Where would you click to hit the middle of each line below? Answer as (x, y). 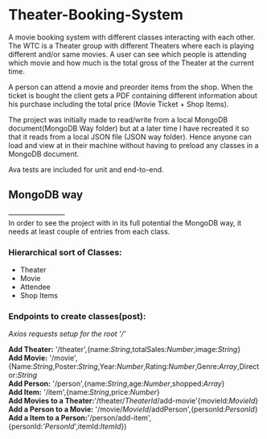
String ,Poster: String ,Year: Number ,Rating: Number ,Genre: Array (135, 367)
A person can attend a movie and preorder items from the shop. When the (131, 87)
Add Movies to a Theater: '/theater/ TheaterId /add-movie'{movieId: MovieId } (133, 401)
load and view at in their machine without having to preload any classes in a (133, 145)
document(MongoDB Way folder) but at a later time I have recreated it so (129, 128)
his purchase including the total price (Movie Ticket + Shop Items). (119, 104)
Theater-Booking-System (96, 15)
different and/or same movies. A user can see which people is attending (127, 54)
